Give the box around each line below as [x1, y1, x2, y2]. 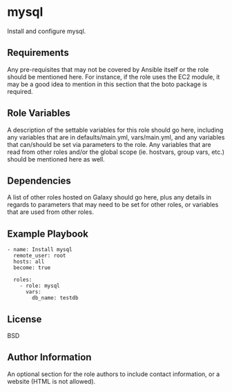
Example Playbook [7, 228, 88, 239]
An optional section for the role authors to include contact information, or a [7, 370, 220, 378]
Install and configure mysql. [7, 27, 86, 35]
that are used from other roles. [7, 208, 95, 216]
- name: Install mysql [7, 246, 72, 253]
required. [7, 87, 33, 95]
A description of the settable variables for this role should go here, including [7, 126, 224, 134]
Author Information [7, 351, 92, 363]
